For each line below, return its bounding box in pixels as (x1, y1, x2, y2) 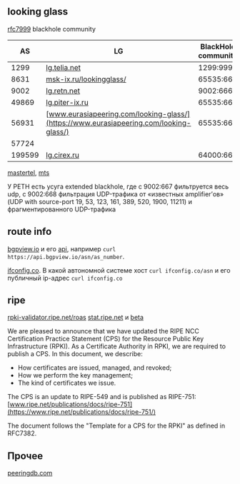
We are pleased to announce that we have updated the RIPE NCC (7, 327, 200, 336)
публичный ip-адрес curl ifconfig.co (7, 273, 123, 282)
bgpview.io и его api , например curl (7, 244, 116, 253)
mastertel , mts (7, 168, 50, 177)
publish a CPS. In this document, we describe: (7, 350, 143, 358)
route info (7, 226, 52, 238)
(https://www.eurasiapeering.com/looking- (46, 118, 191, 128)
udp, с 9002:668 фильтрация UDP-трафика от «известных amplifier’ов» (7, 189, 224, 198)
